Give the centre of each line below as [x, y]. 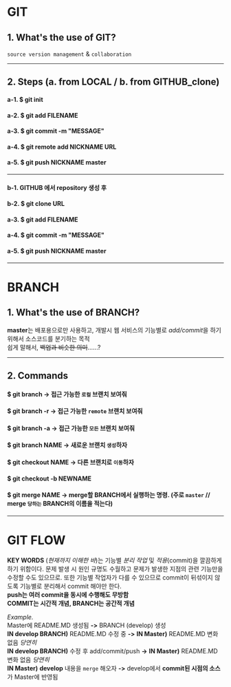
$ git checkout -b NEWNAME [49, 478]
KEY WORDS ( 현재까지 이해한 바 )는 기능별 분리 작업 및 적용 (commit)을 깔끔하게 [114, 560]
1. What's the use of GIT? [62, 38]
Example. [20, 617]
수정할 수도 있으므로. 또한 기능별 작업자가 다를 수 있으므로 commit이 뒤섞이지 [110, 577]
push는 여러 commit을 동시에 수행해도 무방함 [68, 594]
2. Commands [38, 376]
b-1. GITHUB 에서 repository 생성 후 [57, 187]
